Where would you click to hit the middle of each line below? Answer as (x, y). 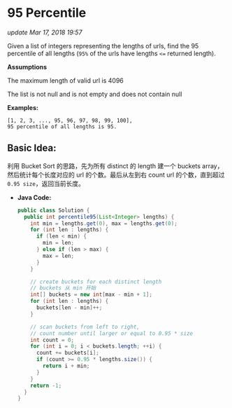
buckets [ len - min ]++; (69, 308)
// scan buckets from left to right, (85, 327)
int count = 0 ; (52, 340)
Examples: (23, 107)
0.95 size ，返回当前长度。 (46, 183)
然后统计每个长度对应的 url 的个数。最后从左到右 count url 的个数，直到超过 (116, 175)
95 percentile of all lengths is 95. (62, 127)
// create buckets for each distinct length (96, 282)
